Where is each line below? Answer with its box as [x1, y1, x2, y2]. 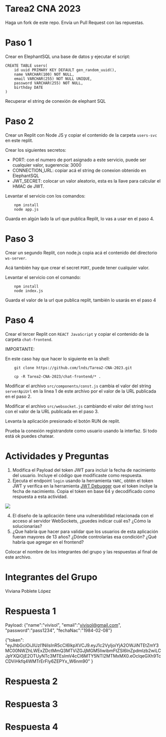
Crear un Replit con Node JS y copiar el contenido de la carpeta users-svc [5, 132, 158, 138]
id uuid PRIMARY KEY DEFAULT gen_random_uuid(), [14, 67, 117, 72]
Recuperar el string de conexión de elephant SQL [5, 98, 106, 104]
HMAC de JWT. [12, 183, 45, 189]
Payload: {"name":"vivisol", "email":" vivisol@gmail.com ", [5, 622, 122, 628]
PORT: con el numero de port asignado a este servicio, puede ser [12, 157, 147, 163]
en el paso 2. [5, 393, 32, 399]
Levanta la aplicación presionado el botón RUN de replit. [5, 418, 120, 424]
